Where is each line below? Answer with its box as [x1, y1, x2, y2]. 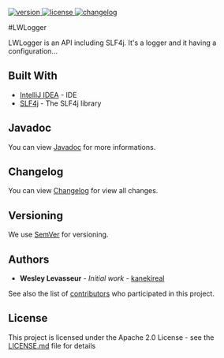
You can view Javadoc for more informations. [8, 142, 156, 151]
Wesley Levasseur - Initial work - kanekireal [19, 274, 165, 283]
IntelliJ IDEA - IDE [19, 90, 77, 99]
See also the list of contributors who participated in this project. [8, 289, 215, 299]
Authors [8, 252, 50, 266]
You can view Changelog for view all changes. [8, 186, 159, 196]
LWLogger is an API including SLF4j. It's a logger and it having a [8, 38, 217, 47]
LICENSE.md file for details [8, 341, 96, 350]
